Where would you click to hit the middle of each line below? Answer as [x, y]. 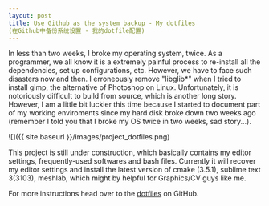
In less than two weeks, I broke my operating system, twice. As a [116, 54]
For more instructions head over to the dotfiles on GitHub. [104, 194]
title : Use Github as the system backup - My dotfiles [102, 23]
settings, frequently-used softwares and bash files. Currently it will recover [132, 161]
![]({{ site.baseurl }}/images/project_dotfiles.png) [89, 137]
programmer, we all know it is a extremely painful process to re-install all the [134, 62]
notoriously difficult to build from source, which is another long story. [122, 96]
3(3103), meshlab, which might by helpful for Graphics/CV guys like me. [127, 178]
